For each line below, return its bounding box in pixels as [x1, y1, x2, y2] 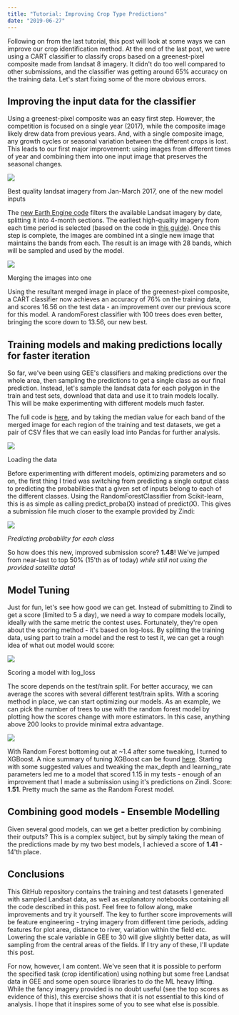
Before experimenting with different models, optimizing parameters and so [7, 469, 226, 478]
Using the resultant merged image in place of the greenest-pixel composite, [7, 287, 230, 296]
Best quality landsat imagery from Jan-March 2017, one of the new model [7, 187, 223, 196]
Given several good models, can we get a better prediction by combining [7, 824, 221, 833]
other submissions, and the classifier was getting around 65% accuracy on [7, 67, 228, 76]
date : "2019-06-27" [7, 17, 66, 24]
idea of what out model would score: [7, 641, 116, 649]
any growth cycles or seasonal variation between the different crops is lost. [7, 137, 228, 146]
